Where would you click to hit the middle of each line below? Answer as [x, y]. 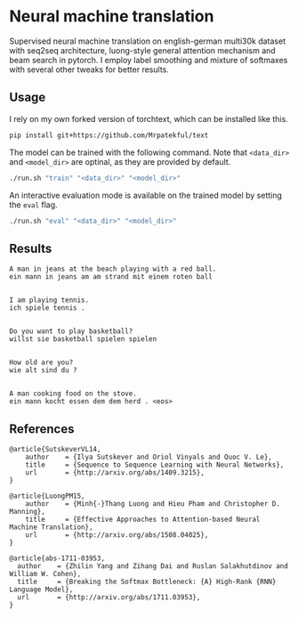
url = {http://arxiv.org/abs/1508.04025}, [117, 535]
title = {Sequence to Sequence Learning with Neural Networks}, [155, 465]
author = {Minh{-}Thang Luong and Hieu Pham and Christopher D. [153, 504]
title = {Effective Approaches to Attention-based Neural [143, 519]
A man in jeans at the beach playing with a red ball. [113, 269]
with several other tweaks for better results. [89, 69]
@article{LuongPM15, [48, 496]
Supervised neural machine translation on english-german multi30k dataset [148, 41]
